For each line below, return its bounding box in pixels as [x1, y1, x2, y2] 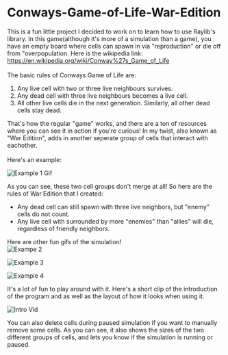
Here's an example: [7, 155, 62, 163]
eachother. [7, 141, 38, 149]
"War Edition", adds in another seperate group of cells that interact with [7, 133, 209, 142]
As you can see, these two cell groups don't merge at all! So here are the [7, 182, 212, 190]
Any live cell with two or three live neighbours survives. [16, 84, 173, 92]
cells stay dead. [16, 106, 62, 114]
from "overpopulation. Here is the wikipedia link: [7, 49, 143, 57]
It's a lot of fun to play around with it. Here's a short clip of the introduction [7, 285, 218, 293]
